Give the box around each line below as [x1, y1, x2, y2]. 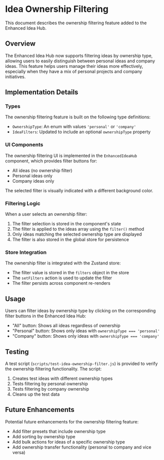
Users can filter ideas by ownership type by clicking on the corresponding [5, 308, 156, 314]
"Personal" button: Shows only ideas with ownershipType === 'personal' [12, 328, 160, 334]
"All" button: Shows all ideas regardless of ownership [12, 323, 121, 329]
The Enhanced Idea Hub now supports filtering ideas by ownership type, [5, 52, 153, 58]
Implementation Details [5, 88, 79, 97]
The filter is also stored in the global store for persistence [12, 237, 129, 243]
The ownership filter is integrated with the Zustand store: [5, 260, 121, 266]
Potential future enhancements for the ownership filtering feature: [5, 418, 139, 424]
